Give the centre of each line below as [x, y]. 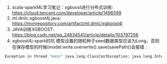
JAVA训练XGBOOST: [33, 29]
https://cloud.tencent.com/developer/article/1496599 [67, 13]
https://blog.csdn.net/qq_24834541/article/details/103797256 [75, 35]
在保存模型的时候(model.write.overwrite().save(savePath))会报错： [80, 47]
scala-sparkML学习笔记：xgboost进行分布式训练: [62, 7]
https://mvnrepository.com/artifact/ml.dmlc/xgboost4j [67, 23]
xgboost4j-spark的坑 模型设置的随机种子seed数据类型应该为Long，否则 [86, 41]
